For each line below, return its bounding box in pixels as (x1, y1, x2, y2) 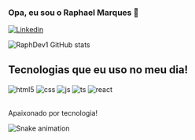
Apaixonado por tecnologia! (8, 108, 98, 117)
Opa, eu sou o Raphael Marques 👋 (8, 7, 139, 18)
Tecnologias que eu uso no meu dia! (8, 63, 189, 76)
